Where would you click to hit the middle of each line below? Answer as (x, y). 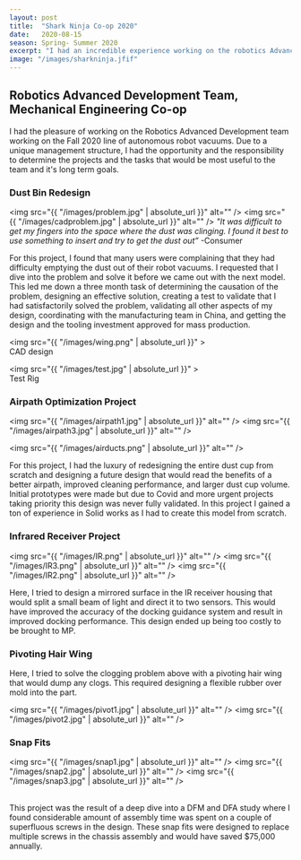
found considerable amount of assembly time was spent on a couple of (141, 818)
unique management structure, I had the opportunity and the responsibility (147, 150)
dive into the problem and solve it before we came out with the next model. (147, 277)
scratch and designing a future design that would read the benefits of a (141, 475)
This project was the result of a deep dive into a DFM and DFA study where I (150, 808)
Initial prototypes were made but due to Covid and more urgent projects (142, 494)
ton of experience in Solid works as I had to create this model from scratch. (148, 513)
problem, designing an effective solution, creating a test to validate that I (142, 296)
